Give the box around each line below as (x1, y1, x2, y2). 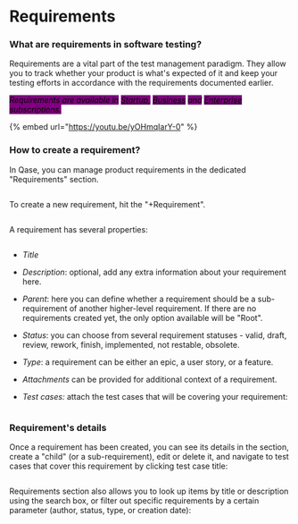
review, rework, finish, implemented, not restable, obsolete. (21, 339, 240, 350)
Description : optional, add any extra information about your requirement (21, 266, 287, 277)
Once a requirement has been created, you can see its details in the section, (9, 442, 289, 452)
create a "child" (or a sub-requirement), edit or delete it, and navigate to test (9, 452, 290, 462)
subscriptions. (9, 105, 62, 115)
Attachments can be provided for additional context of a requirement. (21, 374, 277, 385)
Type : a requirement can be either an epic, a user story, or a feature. (21, 356, 274, 368)
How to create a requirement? (9, 144, 141, 156)
